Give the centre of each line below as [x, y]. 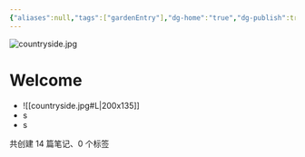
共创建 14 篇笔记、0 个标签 [59, 143]
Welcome [46, 80]
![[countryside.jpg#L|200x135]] [81, 105]
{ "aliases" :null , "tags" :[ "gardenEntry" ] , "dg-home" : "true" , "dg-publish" [148, 18]
